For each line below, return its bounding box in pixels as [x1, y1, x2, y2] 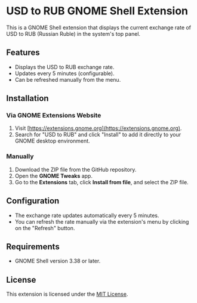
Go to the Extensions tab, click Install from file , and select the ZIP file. [14, 178, 189, 185]
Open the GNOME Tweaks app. [14, 172, 93, 180]
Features [6, 48, 40, 58]
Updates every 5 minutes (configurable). [14, 70, 115, 77]
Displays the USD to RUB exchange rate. [14, 63, 115, 70]
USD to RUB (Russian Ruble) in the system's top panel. [6, 30, 141, 37]
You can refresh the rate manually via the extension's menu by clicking [14, 218, 189, 225]
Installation [6, 94, 49, 104]
